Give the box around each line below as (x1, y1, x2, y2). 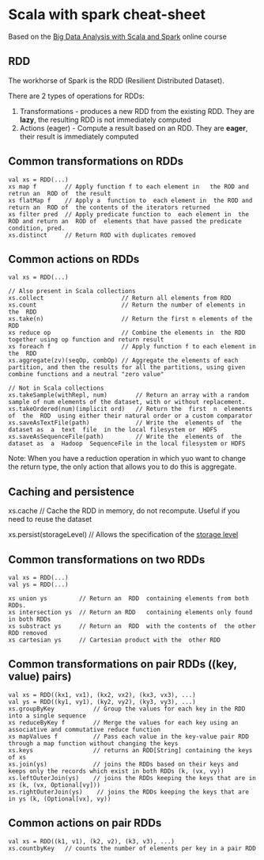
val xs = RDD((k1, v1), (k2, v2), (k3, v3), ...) (8, 837, 175, 845)
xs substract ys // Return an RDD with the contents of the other (8, 622, 257, 630)
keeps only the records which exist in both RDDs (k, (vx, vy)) (8, 767, 224, 775)
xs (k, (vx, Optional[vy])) (8, 781, 101, 789)
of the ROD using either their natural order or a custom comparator (8, 412, 253, 420)
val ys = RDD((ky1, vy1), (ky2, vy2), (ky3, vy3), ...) (8, 698, 196, 706)
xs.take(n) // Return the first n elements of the (8, 315, 253, 323)
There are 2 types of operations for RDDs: (8, 91, 145, 101)
